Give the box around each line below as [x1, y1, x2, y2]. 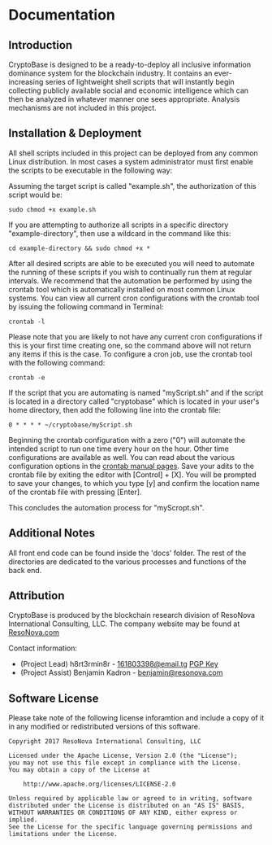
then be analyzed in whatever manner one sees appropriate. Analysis [8, 94, 240, 103]
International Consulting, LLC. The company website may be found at [8, 619, 240, 628]
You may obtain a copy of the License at [8, 766, 151, 774]
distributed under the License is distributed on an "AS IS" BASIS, [8, 802, 245, 810]
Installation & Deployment [8, 126, 142, 140]
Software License [8, 691, 99, 705]
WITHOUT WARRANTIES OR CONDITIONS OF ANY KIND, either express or [8, 808, 238, 817]
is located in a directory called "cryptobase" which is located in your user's [8, 396, 260, 406]
